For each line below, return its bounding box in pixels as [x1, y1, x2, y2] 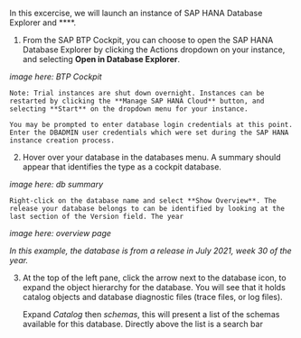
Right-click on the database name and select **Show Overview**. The [9, 196, 277, 206]
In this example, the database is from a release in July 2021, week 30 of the [9, 245, 292, 256]
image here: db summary [9, 179, 104, 189]
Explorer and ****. [9, 17, 77, 28]
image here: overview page [9, 228, 111, 238]
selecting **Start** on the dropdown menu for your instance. [9, 105, 249, 114]
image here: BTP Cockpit [9, 71, 102, 82]
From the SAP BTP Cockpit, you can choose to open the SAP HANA [22, 35, 274, 45]
